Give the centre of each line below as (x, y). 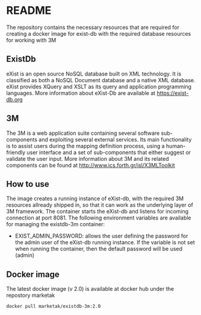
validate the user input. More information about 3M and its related (88, 158)
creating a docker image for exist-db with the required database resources (99, 33)
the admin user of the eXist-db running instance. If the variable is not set (105, 242)
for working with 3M (31, 40)
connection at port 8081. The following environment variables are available (99, 218)
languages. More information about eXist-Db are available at (81, 93)
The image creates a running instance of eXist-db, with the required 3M (95, 199)
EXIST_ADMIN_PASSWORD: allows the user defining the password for (101, 236)
